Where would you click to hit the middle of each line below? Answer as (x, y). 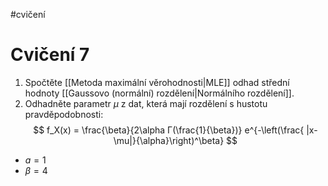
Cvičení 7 (50, 55)
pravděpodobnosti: (64, 114)
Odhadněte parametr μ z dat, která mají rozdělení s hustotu (146, 103)
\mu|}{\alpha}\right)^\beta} (169, 140)
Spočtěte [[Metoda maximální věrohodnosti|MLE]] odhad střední (157, 82)
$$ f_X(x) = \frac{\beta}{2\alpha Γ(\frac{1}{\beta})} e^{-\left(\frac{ (169, 130)
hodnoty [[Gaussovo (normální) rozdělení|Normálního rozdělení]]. (159, 93)
